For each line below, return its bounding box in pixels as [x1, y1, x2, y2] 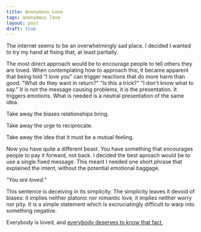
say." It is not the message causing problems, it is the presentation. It [6, 86, 178, 93]
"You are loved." [6, 176, 47, 184]
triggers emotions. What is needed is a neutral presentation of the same [6, 92, 185, 99]
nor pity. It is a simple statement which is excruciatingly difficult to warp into [6, 201, 195, 208]
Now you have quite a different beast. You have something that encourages [6, 145, 194, 152]
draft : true [6, 25, 36, 32]
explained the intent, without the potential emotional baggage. [6, 165, 160, 172]
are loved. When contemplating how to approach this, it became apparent [6, 67, 189, 74]
